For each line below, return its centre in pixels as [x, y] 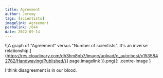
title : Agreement [23, 9]
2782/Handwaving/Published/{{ [37, 61]
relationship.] [18, 51]
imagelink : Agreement [27, 23]
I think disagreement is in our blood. [41, 70]
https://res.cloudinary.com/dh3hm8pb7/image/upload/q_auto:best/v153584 [82, 56]
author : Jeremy [20, 14]
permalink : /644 [21, 27]
